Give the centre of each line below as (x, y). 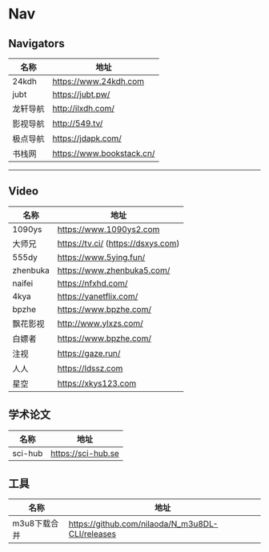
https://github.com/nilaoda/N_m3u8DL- (143, 524)
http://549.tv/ (78, 123)
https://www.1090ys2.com (108, 229)
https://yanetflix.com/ (98, 296)
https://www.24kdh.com (98, 81)
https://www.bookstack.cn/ (104, 153)
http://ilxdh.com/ (83, 108)
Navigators (37, 44)
